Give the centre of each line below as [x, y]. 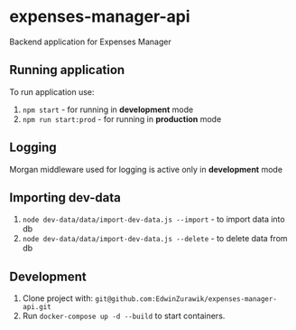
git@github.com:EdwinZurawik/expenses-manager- [186, 299]
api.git [37, 307]
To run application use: [52, 91]
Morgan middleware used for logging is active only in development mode [146, 169]
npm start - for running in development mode [108, 109]
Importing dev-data [65, 198]
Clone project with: [57, 298]
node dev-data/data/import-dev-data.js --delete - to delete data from [155, 239]
